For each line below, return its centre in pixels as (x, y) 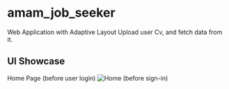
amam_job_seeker (62, 13)
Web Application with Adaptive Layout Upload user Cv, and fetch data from (115, 32)
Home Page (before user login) (52, 78)
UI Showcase (36, 62)
